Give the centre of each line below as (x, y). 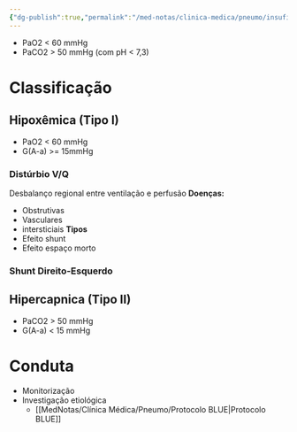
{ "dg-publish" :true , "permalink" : (71, 17)
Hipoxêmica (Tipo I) (64, 120)
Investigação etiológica (64, 400)
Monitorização (48, 390)
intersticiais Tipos (55, 229)
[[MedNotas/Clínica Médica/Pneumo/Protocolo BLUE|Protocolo (151, 409)
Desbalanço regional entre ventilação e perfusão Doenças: (117, 193)
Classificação (61, 87)
